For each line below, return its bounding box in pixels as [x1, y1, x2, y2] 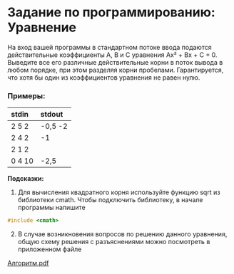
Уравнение [7, 19, 77, 36]
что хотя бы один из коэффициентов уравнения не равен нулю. [7, 73, 200, 82]
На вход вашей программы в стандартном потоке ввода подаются [7, 43, 212, 51]
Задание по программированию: [7, 4, 215, 21]
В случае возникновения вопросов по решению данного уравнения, [17, 230, 228, 238]
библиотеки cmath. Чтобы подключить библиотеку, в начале [17, 196, 203, 204]
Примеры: [7, 90, 46, 100]
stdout [40, 110, 63, 120]
